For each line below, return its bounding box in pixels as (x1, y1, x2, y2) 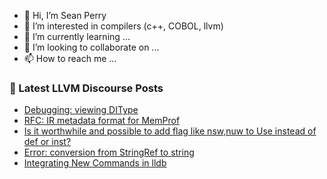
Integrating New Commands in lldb (23, 157, 167, 169)
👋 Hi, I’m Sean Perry (23, 10, 107, 21)
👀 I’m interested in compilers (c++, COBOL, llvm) (23, 20, 224, 32)
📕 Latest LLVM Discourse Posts (9, 81, 164, 95)
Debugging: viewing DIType (23, 104, 139, 116)
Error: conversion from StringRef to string (23, 146, 195, 159)
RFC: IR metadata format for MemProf (23, 115, 181, 127)
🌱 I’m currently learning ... (23, 31, 131, 42)
